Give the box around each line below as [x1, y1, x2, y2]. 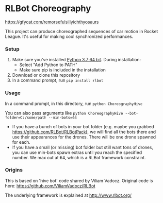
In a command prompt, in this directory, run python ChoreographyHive [5, 101, 143, 106]
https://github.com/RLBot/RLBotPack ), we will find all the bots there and [12, 129, 156, 135]
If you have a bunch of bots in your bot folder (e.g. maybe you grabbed [12, 123, 154, 129]
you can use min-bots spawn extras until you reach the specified [12, 149, 142, 155]
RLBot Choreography [5, 3, 91, 14]
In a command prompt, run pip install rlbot [12, 77, 103, 83]
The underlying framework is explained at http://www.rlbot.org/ [5, 192, 132, 198]
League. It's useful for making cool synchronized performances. [5, 34, 133, 39]
